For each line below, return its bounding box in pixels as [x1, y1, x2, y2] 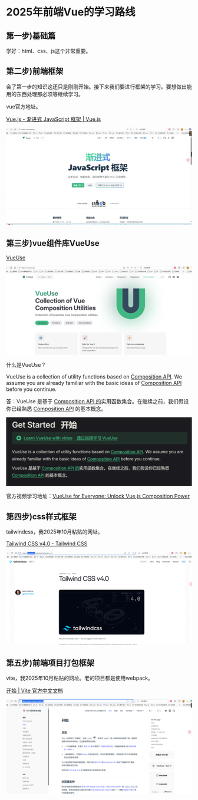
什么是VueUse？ [6, 361, 47, 368]
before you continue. [6, 386, 57, 393]
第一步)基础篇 [6, 31, 56, 41]
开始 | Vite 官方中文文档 [6, 687, 64, 694]
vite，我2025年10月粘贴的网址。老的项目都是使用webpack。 [6, 674, 153, 682]
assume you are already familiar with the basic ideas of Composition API [6, 380, 182, 387]
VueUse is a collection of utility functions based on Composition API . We [6, 373, 183, 380]
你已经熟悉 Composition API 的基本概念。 [6, 405, 107, 413]
